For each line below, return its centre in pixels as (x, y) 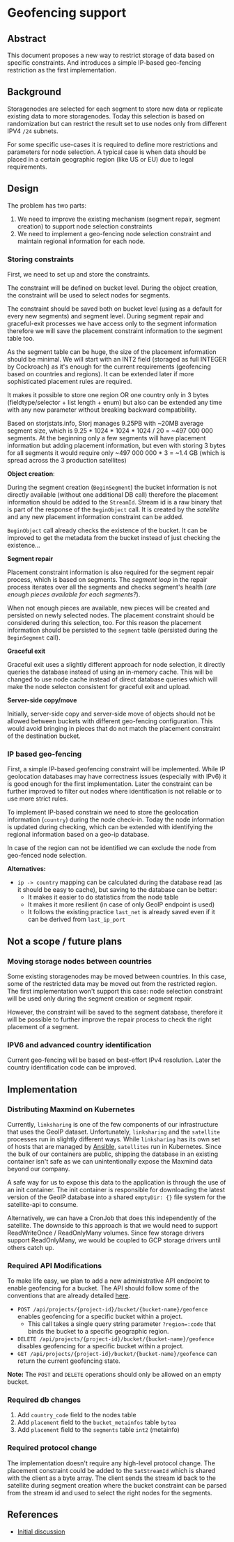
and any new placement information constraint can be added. (95, 516)
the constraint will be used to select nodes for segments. (89, 295)
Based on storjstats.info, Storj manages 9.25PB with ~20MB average (106, 423)
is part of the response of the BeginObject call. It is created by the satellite (113, 509)
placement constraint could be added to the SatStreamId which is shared (111, 1470)
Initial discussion (41, 1532)
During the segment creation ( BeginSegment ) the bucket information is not (112, 487)
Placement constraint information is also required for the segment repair (111, 572)
